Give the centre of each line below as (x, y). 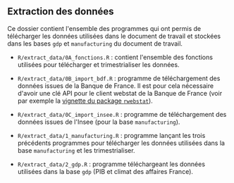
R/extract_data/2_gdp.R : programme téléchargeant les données (111, 164)
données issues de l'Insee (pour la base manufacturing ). (99, 122)
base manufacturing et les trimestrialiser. (76, 150)
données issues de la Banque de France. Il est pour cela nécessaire (115, 86)
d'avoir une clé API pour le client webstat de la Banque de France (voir (120, 93)
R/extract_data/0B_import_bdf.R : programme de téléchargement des (119, 78)
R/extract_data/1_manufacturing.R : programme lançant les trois (111, 135)
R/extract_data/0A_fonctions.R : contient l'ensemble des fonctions (115, 57)
